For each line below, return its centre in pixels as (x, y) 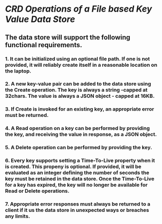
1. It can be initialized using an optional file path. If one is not (77, 58)
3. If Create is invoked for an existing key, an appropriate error (80, 109)
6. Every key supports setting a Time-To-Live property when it (80, 161)
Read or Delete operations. (37, 191)
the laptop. (18, 71)
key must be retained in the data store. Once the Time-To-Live (80, 179)
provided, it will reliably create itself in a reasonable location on (81, 65)
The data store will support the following (68, 37)
